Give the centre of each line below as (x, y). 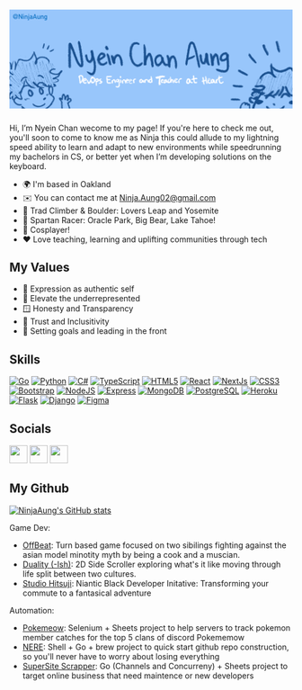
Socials (31, 429)
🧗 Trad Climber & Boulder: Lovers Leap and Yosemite (120, 211)
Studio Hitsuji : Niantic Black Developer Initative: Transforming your (146, 583)
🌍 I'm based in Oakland (67, 184)
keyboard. (28, 166)
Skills (25, 359)
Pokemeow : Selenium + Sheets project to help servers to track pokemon (156, 627)
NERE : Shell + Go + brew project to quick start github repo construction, (155, 647)
